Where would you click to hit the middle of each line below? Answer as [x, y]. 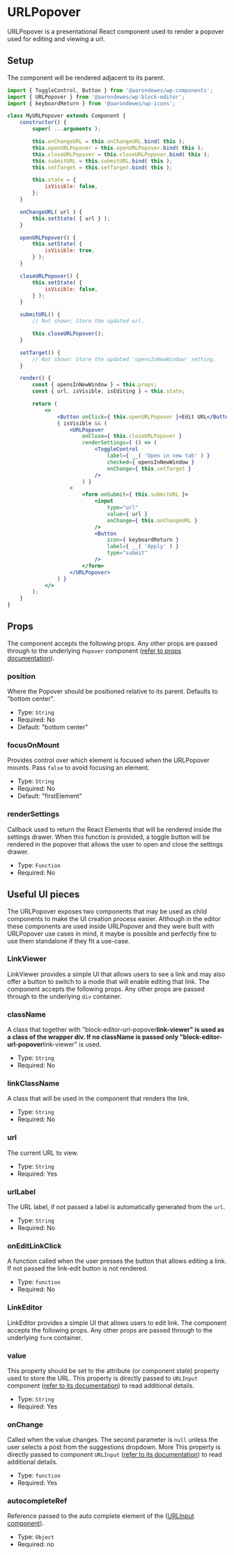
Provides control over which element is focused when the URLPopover [109, 760]
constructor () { [44, 123]
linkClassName [33, 1084]
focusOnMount [33, 745]
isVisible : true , [70, 251]
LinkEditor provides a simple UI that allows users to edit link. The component [117, 1323]
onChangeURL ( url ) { [51, 212]
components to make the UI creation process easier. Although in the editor [114, 918]
